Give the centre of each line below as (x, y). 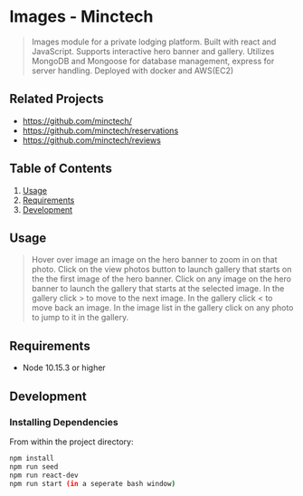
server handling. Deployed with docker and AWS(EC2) (133, 71)
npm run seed (34, 467)
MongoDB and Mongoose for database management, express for (153, 61)
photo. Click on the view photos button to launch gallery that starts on (161, 270)
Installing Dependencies (64, 422)
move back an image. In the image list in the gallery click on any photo (162, 308)
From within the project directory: (71, 442)
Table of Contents (61, 169)
